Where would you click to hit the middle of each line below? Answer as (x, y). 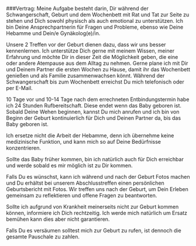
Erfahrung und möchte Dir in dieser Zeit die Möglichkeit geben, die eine (92, 57)
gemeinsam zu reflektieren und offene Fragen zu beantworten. (82, 195)
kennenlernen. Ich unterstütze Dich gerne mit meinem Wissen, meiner (90, 51)
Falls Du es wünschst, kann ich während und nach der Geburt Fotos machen (98, 177)
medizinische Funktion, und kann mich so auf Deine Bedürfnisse (83, 142)
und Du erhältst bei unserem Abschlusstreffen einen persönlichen (85, 183)
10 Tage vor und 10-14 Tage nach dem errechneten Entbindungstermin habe (98, 99)
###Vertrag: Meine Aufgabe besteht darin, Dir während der (78, 8)
